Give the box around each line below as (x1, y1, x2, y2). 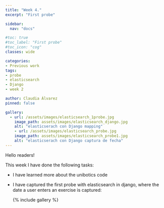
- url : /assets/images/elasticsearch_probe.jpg (14, 129, 116, 134)
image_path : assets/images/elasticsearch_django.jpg (14, 119, 128, 124)
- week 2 (5, 87, 24, 92)
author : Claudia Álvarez (5, 96, 58, 101)
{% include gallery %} (12, 196, 59, 203)
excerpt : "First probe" (5, 12, 56, 17)
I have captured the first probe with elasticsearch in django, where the (12, 181, 159, 188)
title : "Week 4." (5, 7, 42, 13)
